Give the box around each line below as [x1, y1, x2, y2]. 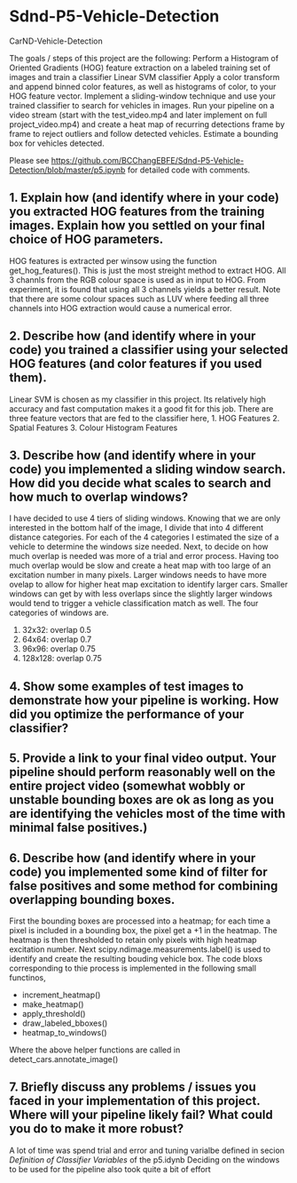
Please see [9, 155, 50, 165]
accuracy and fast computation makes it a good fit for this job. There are [9, 403, 274, 414]
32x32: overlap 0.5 [21, 625, 91, 635]
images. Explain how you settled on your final [9, 218, 266, 233]
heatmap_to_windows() [21, 1027, 108, 1037]
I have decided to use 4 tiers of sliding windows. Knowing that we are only [9, 513, 281, 524]
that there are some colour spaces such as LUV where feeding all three [9, 293, 270, 304]
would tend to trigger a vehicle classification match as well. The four [9, 598, 259, 609]
